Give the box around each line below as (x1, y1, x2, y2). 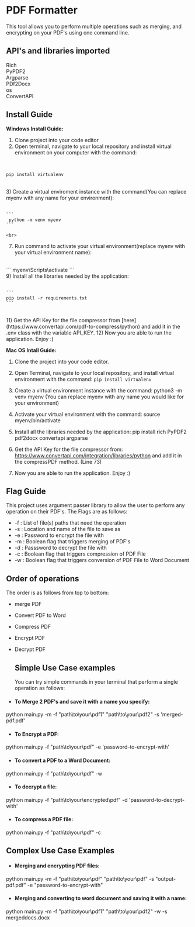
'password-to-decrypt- (128, 796, 185, 803)
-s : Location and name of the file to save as (14, 526, 121, 533)
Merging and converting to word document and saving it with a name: (14, 895, 187, 902)
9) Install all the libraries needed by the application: (6, 273, 130, 280)
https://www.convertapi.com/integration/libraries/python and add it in (14, 452, 182, 459)
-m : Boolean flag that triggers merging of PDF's (14, 538, 131, 545)
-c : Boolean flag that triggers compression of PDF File (14, 550, 146, 557)
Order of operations (6, 574, 79, 584)
